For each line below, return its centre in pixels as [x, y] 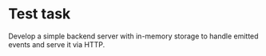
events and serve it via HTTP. [57, 44]
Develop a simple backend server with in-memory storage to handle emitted [133, 36]
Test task [40, 14]
